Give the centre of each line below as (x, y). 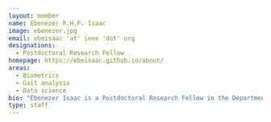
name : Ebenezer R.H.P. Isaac (57, 23)
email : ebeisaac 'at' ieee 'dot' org (72, 38)
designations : (32, 46)
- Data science (41, 90)
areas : (19, 68)
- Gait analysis (43, 83)
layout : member (34, 16)
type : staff (28, 105)
